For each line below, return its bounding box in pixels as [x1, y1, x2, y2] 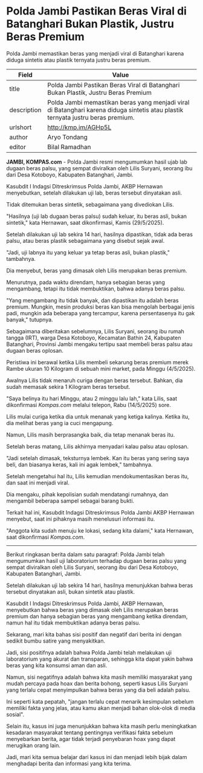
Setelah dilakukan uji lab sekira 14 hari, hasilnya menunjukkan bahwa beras [6, 582, 193, 589]
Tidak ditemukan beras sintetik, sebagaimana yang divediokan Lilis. [6, 200, 174, 208]
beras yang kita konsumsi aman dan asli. [6, 661, 108, 669]
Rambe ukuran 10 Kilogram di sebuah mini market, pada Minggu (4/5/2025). [6, 365, 196, 372]
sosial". [6, 711, 25, 718]
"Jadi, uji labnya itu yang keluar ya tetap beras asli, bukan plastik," [6, 249, 170, 256]
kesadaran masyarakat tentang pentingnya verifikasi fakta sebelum [6, 729, 173, 736]
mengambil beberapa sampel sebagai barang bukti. [6, 497, 135, 504]
